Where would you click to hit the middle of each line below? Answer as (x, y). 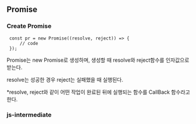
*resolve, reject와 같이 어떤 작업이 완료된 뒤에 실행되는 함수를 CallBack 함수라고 (98, 92)
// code (29, 43)
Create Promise (29, 26)
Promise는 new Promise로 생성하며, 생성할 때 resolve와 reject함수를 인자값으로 (98, 60)
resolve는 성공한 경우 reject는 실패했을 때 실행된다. (65, 79)
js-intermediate (29, 115)
